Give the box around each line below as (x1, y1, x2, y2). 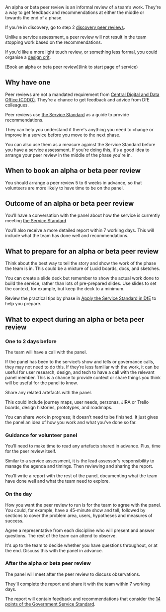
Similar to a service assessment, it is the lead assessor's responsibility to (5, 458, 155, 464)
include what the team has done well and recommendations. (5, 233, 129, 239)
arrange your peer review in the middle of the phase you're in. (5, 152, 132, 158)
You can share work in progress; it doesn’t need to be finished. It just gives (5, 414, 159, 420)
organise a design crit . (5, 54, 51, 60)
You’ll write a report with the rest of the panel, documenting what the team (5, 473, 158, 479)
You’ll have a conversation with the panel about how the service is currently (5, 212, 160, 218)
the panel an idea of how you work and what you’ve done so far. (5, 419, 137, 425)
